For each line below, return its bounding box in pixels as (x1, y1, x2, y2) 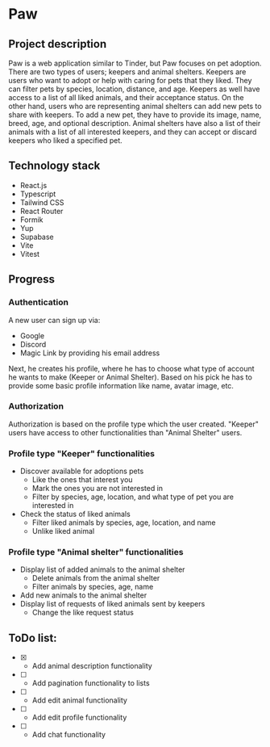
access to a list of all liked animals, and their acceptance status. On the (8, 93, 244, 102)
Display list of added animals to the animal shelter (19, 564, 185, 574)
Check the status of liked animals (19, 510, 131, 519)
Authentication (8, 296, 69, 308)
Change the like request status (31, 607, 135, 618)
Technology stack (8, 159, 101, 173)
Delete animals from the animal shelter (31, 573, 160, 583)
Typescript (19, 189, 56, 199)
